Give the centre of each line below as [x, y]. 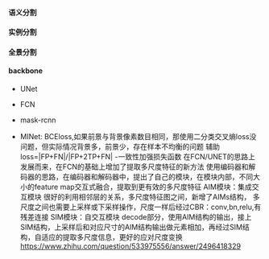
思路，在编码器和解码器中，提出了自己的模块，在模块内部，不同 [147, 176]
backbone [25, 71]
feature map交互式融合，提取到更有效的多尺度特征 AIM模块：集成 [143, 187]
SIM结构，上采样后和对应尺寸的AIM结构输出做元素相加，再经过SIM [131, 227]
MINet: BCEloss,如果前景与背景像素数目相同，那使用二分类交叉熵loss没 [138, 136]
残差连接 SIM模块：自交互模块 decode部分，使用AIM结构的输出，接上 [136, 216]
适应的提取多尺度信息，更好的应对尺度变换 [112, 236]
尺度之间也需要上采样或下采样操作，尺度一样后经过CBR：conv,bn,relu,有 [141, 207]
